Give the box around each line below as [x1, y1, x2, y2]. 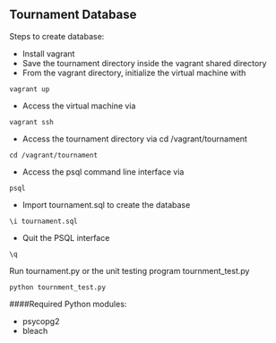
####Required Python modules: [9, 298, 127, 309]
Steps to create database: [9, 30, 105, 41]
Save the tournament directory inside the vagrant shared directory [22, 57, 267, 68]
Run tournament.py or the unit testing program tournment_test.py [9, 265, 250, 276]
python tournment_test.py [9, 282, 106, 292]
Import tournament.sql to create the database [22, 199, 191, 210]
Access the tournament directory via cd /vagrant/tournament [22, 133, 248, 144]
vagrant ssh [9, 117, 54, 126]
